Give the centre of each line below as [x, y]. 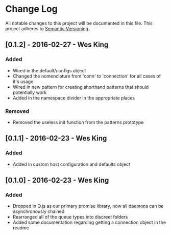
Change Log [31, 9]
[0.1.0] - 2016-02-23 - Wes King [57, 180]
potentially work [30, 92]
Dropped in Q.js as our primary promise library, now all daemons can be [88, 206]
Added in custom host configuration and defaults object [71, 164]
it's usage [23, 81]
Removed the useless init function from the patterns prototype [78, 122]
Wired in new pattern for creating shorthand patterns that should [81, 87]
